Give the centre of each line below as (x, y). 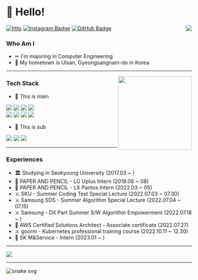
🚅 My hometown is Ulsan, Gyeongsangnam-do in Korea (82, 63)
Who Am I (20, 44)
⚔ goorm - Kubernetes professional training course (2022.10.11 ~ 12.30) (101, 231)
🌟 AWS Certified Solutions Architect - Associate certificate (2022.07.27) (102, 225)
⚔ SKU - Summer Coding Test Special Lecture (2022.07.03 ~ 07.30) (97, 194)
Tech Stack (23, 84)
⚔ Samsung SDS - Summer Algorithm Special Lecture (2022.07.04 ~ (98, 200)
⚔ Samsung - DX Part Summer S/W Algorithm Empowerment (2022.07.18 (103, 212)
